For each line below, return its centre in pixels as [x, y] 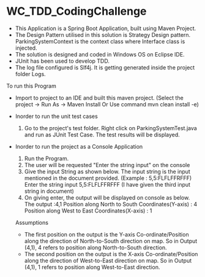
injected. [26, 48]
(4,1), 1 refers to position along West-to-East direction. [92, 267]
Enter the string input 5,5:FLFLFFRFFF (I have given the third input [107, 184]
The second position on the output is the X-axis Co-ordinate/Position [111, 254]
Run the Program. [47, 158]
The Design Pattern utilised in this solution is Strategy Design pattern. [103, 34]
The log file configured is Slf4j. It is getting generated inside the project [105, 67]
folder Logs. [30, 74]
